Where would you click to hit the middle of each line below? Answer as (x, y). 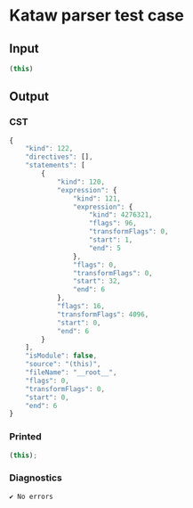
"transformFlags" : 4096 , (103, 314)
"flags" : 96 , (113, 224)
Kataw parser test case (97, 16)
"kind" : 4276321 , (121, 215)
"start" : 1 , (111, 240)
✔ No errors (31, 496)
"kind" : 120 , (80, 182)
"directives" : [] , (59, 157)
